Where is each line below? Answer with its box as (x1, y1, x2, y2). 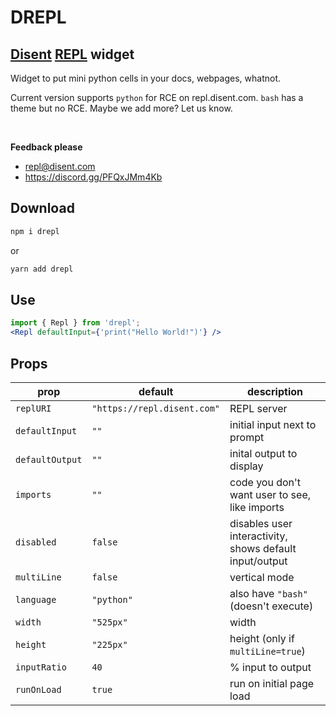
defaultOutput (15, 454, 83, 465)
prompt (229, 430, 265, 444)
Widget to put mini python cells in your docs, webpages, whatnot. (10, 72, 281, 84)
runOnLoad (15, 684, 62, 695)
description (247, 384, 303, 398)
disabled (15, 536, 57, 548)
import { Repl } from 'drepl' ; (10, 318, 141, 328)
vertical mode (229, 570, 295, 584)
